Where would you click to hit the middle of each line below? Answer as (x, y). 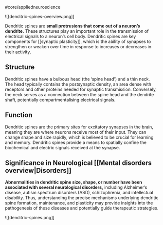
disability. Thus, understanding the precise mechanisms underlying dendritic (82, 198)
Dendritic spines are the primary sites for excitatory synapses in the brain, (79, 127)
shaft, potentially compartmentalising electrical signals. (60, 100)
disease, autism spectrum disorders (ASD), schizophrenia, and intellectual (79, 193)
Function (19, 115)
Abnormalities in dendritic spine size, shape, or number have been (73, 182)
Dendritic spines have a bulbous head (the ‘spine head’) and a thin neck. (78, 79)
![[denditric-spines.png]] (30, 218)
